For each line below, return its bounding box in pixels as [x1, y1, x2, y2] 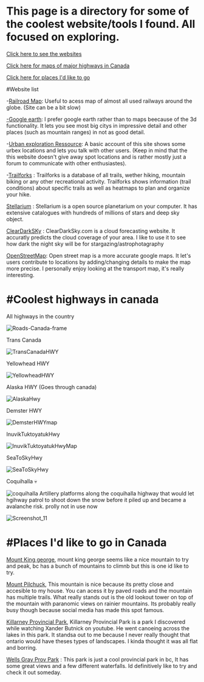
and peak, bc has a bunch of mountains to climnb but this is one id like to [6, 562, 189, 570]
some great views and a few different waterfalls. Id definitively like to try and [6, 662, 197, 669]
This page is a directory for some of [6, 4, 189, 18]
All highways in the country [6, 312, 75, 320]
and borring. [6, 644, 38, 651]
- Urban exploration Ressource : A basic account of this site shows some [6, 140, 186, 147]
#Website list [6, 85, 39, 92]
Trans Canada [6, 336, 41, 343]
